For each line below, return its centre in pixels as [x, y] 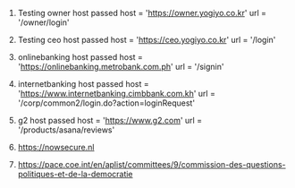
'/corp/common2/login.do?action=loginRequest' [106, 103]
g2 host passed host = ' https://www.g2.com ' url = [110, 120]
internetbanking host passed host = [83, 84]
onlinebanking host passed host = [80, 57]
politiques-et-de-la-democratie [75, 174]
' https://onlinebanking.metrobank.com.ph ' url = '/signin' [121, 67]
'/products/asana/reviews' [66, 130]
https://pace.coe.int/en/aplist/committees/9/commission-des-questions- [152, 164]
